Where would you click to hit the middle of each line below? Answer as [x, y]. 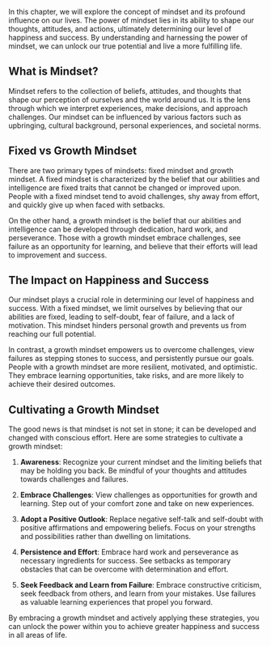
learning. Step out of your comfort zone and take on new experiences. [137, 504]
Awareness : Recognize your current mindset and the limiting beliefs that [141, 462]
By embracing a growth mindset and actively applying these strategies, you [134, 618]
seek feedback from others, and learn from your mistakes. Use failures [138, 593]
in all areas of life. [38, 635]
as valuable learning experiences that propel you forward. [116, 602]
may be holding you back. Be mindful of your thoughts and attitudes [133, 471]
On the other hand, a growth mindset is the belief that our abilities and [125, 220]
